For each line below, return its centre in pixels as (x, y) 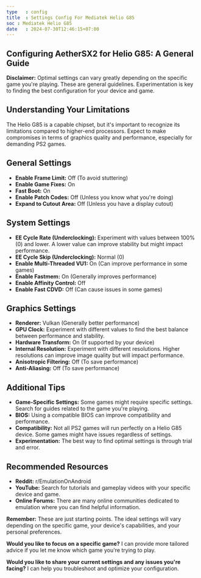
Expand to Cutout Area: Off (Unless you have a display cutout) (94, 203)
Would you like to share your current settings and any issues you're (93, 562)
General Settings (39, 163)
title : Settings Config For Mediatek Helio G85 (71, 18)
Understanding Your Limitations (68, 110)
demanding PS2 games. (36, 144)
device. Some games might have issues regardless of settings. (93, 435)
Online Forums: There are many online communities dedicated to (97, 501)
